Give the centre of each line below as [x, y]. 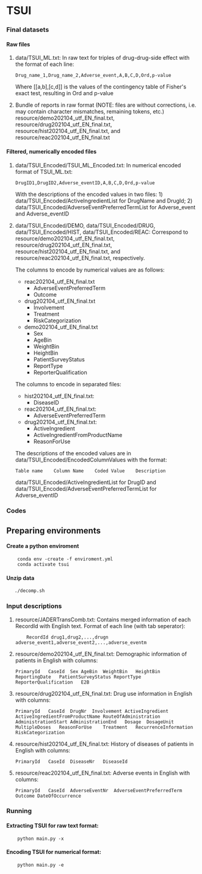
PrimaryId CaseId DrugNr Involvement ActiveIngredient [92, 711]
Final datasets [28, 30]
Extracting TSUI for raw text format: [52, 826]
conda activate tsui [43, 565]
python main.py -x [41, 839]
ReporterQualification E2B [52, 682]
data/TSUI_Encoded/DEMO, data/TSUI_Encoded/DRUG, [85, 225]
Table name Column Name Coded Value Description [90, 471]
